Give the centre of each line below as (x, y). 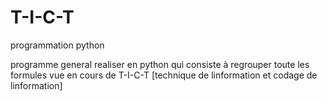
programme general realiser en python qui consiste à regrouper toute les (160, 64)
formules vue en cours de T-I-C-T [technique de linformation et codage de (164, 75)
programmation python (57, 45)
